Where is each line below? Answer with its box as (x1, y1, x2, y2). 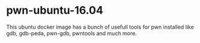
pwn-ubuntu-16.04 (6, 4, 104, 17)
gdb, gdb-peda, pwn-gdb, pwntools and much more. (6, 29, 137, 36)
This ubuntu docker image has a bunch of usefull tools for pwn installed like (6, 23, 194, 30)
